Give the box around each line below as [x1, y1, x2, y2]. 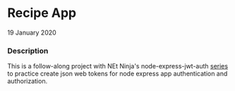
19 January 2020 [7, 28, 56, 37]
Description [7, 46, 49, 56]
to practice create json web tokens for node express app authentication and [7, 69, 228, 78]
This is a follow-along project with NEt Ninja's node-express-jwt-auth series [7, 62, 228, 71]
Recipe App [7, 5, 76, 21]
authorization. [7, 77, 48, 85]
